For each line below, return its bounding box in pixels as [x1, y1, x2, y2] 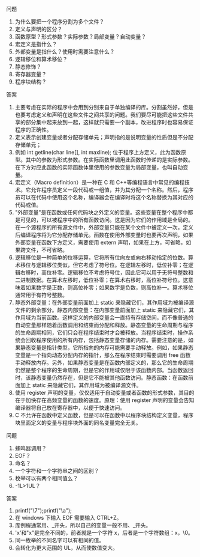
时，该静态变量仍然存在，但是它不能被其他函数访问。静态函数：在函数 [14, 374, 189, 381]
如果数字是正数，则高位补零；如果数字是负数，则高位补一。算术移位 [25, 284, 193, 291]
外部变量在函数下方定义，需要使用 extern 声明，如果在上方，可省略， [14, 239, 186, 246]
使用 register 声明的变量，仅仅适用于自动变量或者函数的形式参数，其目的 [14, 389, 195, 396]
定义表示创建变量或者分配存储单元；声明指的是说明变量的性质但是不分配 [14, 134, 193, 141]
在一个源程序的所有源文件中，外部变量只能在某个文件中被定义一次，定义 [14, 224, 193, 231]
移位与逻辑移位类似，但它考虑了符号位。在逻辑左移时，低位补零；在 [20, 261, 189, 269]
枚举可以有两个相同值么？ [14, 475, 78, 482]
